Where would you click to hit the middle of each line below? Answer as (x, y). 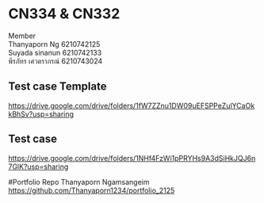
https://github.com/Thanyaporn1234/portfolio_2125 (92, 190)
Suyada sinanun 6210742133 (55, 52)
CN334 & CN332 (64, 14)
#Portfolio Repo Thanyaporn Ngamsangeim (79, 182)
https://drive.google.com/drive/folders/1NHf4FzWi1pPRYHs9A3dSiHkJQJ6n (132, 158)
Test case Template (57, 87)
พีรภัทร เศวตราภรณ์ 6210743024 (55, 61)
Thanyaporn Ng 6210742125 (54, 44)
